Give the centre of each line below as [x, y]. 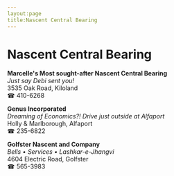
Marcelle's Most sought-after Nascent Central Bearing [87, 73]
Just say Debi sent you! [41, 81]
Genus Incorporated [37, 109]
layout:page [24, 14]
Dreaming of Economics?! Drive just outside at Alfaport [86, 116]
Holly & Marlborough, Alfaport [50, 124]
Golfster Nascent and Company [54, 144]
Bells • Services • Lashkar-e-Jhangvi [61, 152]
